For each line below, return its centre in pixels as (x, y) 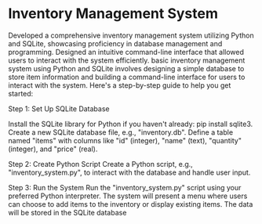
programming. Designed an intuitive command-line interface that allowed (126, 52)
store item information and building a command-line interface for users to (127, 77)
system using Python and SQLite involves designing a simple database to (126, 68)
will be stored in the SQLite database (67, 212)
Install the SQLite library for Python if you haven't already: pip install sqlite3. (131, 124)
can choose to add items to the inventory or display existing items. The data (131, 204)
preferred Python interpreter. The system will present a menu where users (128, 196)
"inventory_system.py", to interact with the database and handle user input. (129, 172)
